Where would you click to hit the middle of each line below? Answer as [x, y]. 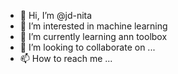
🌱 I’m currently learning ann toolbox [93, 36]
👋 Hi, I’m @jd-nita [56, 15]
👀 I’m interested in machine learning [93, 26]
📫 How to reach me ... [66, 58]
